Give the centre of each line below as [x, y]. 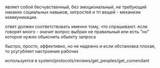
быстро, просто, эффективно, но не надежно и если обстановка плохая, [80, 46]
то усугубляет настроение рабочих [42, 51]
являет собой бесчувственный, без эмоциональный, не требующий [76, 7]
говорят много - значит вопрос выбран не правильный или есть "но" [77, 32]
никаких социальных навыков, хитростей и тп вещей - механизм [73, 12]
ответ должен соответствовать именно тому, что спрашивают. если [76, 27]
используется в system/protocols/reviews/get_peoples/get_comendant [77, 61]
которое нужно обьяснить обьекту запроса [50, 37]
